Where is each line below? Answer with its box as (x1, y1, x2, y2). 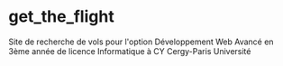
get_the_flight (8, 6, 114, 27)
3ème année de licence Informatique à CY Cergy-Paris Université (8, 45, 251, 56)
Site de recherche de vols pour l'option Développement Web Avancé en (8, 36, 274, 47)
